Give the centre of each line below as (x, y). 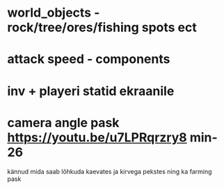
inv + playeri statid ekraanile (91, 91)
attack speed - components (89, 59)
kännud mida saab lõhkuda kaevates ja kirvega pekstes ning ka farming (110, 171)
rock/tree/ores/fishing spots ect (102, 27)
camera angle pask (63, 122)
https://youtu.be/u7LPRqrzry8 (97, 137)
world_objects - (54, 13)
